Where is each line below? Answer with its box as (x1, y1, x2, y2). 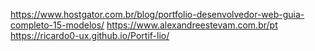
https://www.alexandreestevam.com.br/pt (106, 19, 278, 31)
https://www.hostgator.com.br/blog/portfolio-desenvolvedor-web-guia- (10, 9, 305, 20)
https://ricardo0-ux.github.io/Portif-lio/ (10, 30, 170, 41)
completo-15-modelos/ (10, 19, 105, 31)
